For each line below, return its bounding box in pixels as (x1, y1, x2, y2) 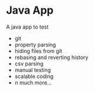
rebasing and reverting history (14, 54, 89, 61)
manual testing (14, 66, 51, 73)
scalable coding (14, 73, 54, 80)
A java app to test (6, 23, 49, 30)
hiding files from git (14, 47, 63, 54)
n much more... (14, 79, 52, 86)
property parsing (14, 41, 56, 48)
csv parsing (14, 60, 44, 67)
